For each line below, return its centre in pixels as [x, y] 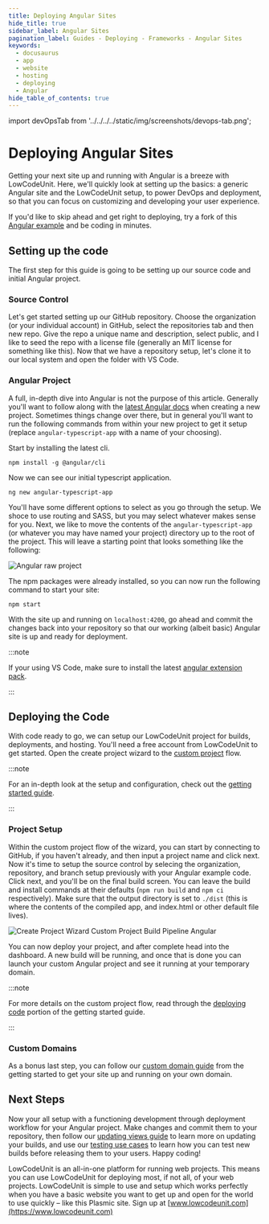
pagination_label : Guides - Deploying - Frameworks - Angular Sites [125, 38]
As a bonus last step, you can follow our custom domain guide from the [126, 1066]
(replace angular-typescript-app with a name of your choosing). [115, 432]
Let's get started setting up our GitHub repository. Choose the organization [132, 317]
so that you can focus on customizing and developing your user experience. [134, 201]
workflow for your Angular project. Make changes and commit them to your [133, 1127]
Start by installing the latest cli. [59, 448]
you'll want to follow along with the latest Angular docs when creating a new [134, 406]
